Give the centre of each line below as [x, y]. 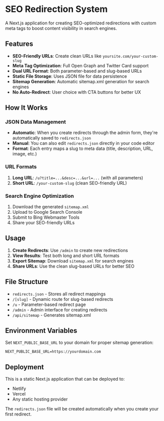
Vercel [19, 394]
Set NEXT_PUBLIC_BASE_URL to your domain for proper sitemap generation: [80, 343]
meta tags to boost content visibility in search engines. [61, 28]
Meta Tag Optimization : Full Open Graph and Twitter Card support [81, 65]
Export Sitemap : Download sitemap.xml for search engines [73, 261]
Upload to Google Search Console [47, 212]
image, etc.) [25, 154]
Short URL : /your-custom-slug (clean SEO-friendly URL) [70, 183]
